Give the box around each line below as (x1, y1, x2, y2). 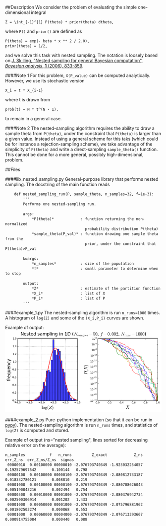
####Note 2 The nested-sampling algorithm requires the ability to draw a (5, 125, 155, 131)
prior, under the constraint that (85, 241, 156, 246)
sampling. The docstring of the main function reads (5, 181, 110, 187)
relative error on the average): (5, 442, 66, 449)
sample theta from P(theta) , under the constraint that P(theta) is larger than (5, 131, 161, 136)
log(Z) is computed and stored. (5, 427, 69, 434)
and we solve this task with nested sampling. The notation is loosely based (5, 52, 158, 58)
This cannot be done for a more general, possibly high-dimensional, (5, 151, 144, 157)
